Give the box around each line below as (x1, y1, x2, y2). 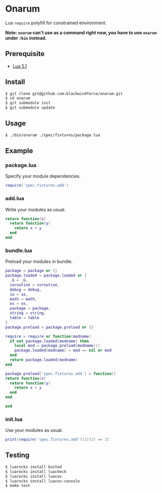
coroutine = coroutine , (10, 282, 60, 287)
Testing (5, 451, 30, 460)
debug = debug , (10, 287, 42, 292)
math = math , (10, 296, 37, 301)
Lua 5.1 (12, 63, 27, 69)
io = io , (10, 292, 28, 297)
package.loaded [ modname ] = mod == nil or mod (14, 348, 112, 353)
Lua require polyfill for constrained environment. (5, 20, 107, 26)
